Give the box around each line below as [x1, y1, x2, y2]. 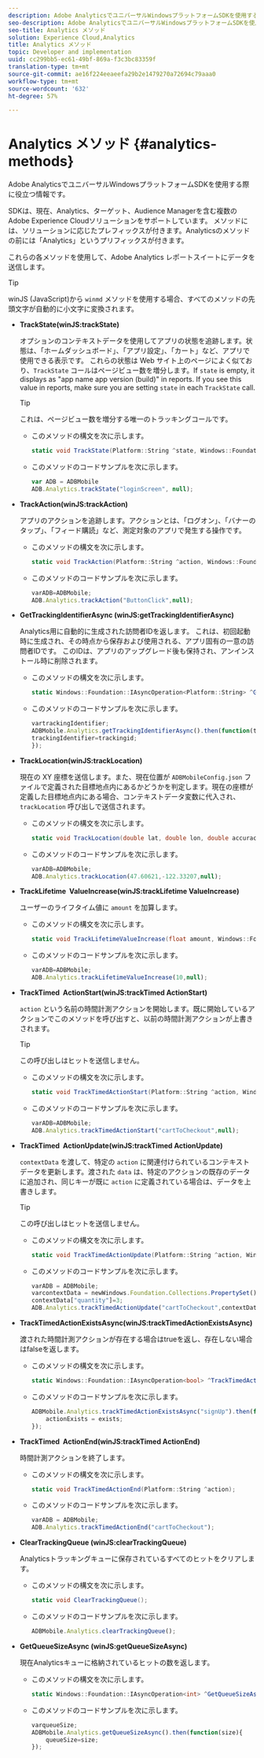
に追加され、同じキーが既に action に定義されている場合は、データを [19, 1177, 245, 1186]
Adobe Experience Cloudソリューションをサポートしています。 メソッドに [8, 216, 249, 225]
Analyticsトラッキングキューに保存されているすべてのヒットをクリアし [19, 1554, 249, 1563]
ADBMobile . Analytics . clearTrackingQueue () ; [31, 1627, 177, 1635]
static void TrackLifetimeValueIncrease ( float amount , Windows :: [31, 935, 250, 944]
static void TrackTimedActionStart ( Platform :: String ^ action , [31, 1089, 240, 1096]
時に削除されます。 [40, 656, 102, 666]
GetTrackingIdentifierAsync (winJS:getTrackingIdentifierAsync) [19, 610, 234, 620]
